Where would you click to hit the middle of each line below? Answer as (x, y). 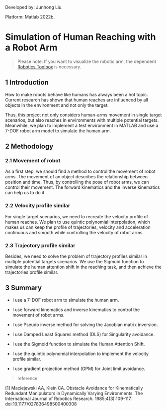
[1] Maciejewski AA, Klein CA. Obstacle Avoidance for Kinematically (74, 388)
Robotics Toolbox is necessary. (49, 66)
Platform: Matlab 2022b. (30, 17)
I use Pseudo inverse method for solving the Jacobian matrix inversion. (85, 325)
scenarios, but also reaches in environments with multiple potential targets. (82, 120)
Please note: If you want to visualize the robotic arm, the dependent (87, 61)
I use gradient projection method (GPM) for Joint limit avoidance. (79, 369)
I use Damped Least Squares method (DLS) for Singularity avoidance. (83, 334)
